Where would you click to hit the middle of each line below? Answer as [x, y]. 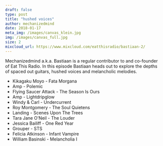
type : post [16, 14]
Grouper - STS [27, 128]
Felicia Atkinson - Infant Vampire [46, 134]
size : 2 [13, 42]
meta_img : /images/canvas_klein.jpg [43, 33]
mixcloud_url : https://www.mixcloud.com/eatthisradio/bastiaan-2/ [75, 47]
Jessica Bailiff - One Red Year [43, 123]
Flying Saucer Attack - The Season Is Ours [56, 91]
